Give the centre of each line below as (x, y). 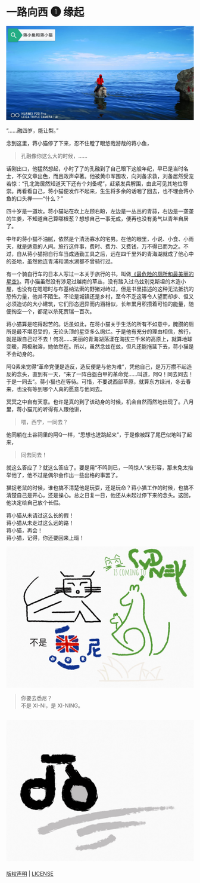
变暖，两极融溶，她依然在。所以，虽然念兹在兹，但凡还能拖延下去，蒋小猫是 (100, 346)
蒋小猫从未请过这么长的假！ (40, 515)
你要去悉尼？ (36, 698)
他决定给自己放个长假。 (35, 502)
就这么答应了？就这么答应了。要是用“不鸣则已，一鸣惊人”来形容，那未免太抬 (100, 468)
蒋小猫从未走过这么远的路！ (40, 523)
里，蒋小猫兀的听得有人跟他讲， (45, 409)
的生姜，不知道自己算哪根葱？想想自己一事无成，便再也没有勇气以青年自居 (97, 218)
